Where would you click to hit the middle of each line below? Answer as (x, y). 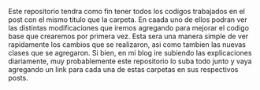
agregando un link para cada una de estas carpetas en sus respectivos (123, 69)
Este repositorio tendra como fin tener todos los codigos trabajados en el (127, 11)
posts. (19, 78)
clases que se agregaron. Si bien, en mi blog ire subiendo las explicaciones (130, 53)
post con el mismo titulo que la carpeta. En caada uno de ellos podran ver (128, 20)
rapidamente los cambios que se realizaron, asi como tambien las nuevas (127, 45)
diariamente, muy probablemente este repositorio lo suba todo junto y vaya (130, 61)
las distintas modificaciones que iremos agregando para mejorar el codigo (129, 28)
